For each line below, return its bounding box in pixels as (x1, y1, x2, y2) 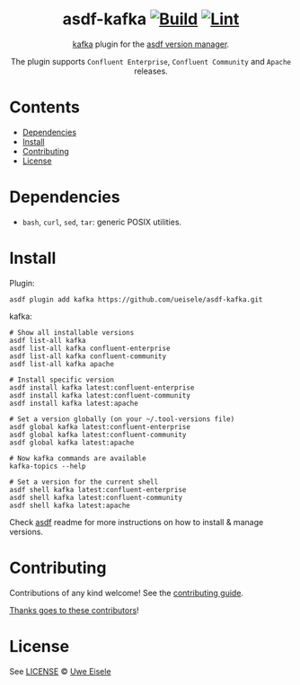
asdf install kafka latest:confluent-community (9, 391, 191, 400)
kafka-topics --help (9, 461, 87, 470)
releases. (134, 66, 168, 76)
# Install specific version (9, 375, 115, 384)
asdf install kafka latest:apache (9, 399, 139, 408)
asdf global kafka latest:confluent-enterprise (9, 422, 191, 431)
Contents (9, 97, 81, 118)
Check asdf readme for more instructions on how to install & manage (9, 516, 264, 527)
